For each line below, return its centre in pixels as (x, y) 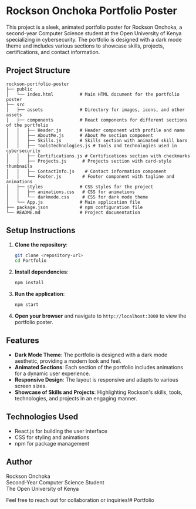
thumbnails (19, 166)
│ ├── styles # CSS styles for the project (80, 187)
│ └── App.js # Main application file (73, 202)
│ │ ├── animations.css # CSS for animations (70, 192)
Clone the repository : (41, 244)
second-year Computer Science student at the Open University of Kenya (94, 33)
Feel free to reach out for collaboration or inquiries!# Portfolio (80, 500)
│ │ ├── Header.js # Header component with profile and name (95, 130)
